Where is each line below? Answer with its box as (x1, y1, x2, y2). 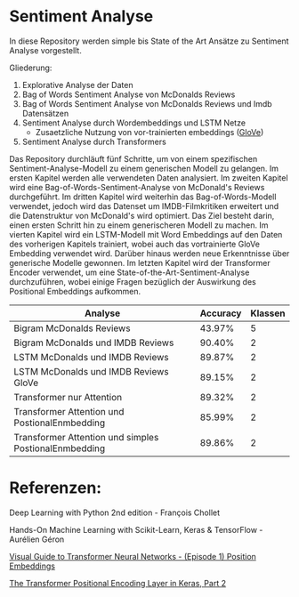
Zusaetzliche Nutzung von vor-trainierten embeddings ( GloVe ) (35, 126, 264, 137)
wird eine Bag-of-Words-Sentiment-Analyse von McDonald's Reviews (9, 182, 265, 192)
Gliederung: (9, 62, 53, 73)
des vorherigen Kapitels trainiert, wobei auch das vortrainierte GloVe (9, 238, 261, 249)
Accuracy (199, 307, 242, 319)
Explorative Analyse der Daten (21, 79, 133, 90)
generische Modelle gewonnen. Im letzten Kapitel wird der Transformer (9, 257, 271, 268)
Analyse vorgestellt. (9, 44, 82, 55)
